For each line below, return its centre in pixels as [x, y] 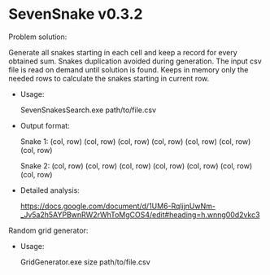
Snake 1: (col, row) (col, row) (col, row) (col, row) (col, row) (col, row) [135, 141]
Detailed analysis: [50, 190]
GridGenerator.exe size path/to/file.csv [85, 262]
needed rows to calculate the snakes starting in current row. [109, 78]
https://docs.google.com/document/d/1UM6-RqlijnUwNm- [118, 206]
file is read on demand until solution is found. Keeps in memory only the [128, 69]
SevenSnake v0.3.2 [76, 14]
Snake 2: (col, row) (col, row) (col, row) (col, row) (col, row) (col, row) [136, 166]
